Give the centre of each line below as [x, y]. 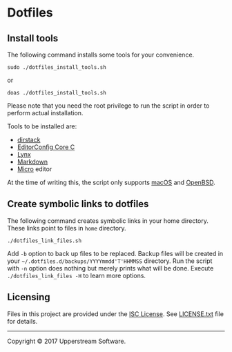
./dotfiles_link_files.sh [44, 241]
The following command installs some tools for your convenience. [101, 55]
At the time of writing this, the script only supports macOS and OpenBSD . [111, 182]
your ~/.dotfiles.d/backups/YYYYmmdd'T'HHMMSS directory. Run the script [110, 261]
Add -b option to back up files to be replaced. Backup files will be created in [115, 253]
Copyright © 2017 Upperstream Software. [67, 341]
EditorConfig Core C [46, 147]
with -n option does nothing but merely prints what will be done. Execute [110, 268]
